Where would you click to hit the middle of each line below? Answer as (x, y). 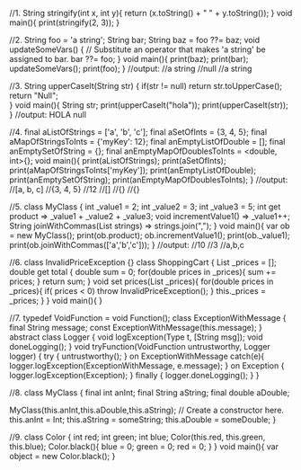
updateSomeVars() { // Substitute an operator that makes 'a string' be (138, 49)
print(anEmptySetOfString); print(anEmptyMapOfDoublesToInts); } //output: (149, 180)
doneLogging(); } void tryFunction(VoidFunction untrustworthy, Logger (140, 346)
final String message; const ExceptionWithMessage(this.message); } (136, 328)
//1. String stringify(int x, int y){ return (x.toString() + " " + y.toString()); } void (151, 13)
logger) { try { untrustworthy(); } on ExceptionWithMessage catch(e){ (137, 356)
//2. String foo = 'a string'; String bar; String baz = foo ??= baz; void (135, 40)
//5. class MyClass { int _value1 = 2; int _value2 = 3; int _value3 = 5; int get (145, 207)
